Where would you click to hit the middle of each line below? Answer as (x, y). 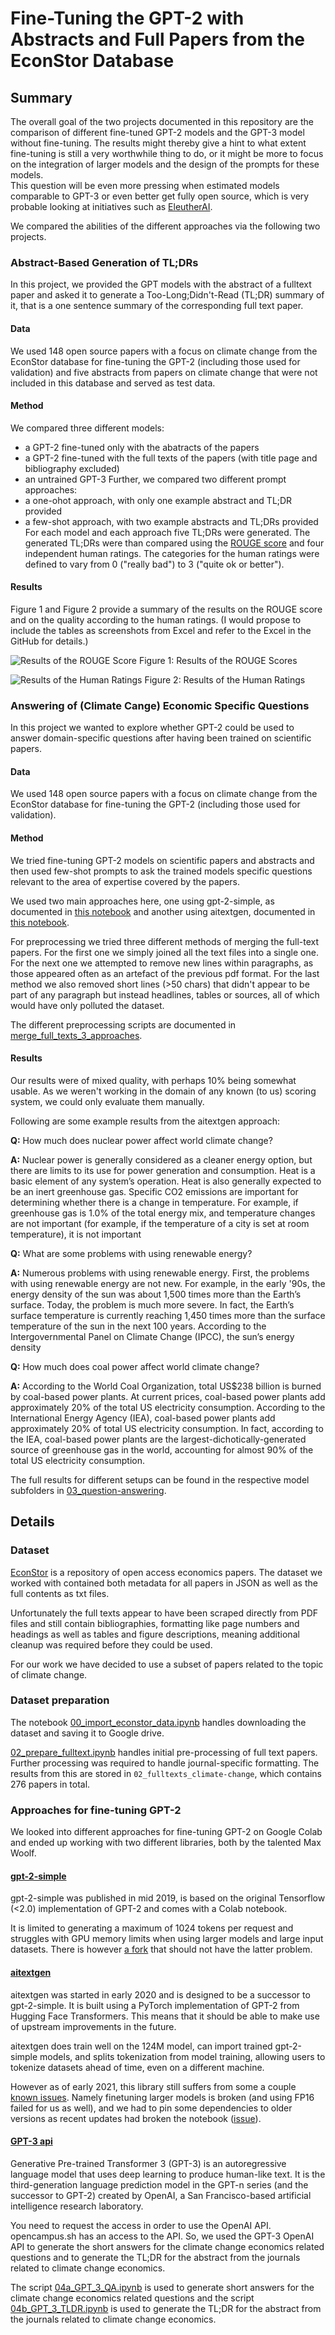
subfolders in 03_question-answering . (88, 1490)
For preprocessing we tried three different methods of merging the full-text (165, 941)
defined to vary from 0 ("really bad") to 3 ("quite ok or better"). (154, 564)
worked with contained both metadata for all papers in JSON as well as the (164, 1583)
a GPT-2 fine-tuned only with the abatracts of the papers (142, 447)
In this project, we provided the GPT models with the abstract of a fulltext (161, 284)
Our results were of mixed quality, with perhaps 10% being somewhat (153, 1080)
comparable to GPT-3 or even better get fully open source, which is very (160, 196)
